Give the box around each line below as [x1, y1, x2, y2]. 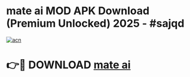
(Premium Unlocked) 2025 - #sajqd [6, 17, 185, 30]
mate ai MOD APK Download [6, 4, 150, 18]
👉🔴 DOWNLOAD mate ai [6, 58, 131, 72]
